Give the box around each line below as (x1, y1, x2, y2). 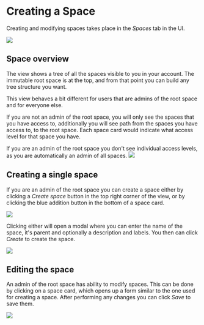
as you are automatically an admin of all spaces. (6, 152, 128, 159)
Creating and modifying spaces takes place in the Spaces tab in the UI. (6, 24, 185, 32)
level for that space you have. (6, 133, 81, 140)
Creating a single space (6, 170, 98, 180)
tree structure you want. (6, 83, 67, 90)
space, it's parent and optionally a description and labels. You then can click (6, 228, 199, 236)
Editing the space (6, 264, 75, 275)
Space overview (6, 54, 69, 64)
